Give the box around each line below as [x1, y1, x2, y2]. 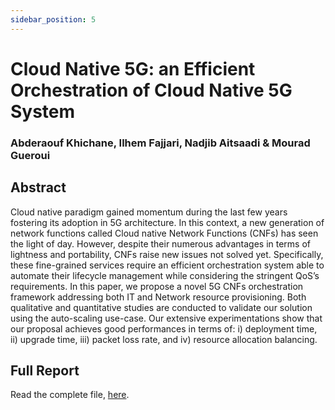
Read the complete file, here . [10, 389, 130, 401]
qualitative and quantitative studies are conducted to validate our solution [10, 301, 313, 313]
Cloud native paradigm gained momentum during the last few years [10, 206, 288, 218]
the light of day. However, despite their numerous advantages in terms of [10, 237, 311, 250]
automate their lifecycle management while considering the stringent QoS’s [10, 269, 320, 281]
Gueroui [10, 148, 51, 162]
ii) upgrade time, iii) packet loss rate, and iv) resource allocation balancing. [10, 333, 318, 345]
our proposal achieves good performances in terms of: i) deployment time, [10, 322, 318, 335]
